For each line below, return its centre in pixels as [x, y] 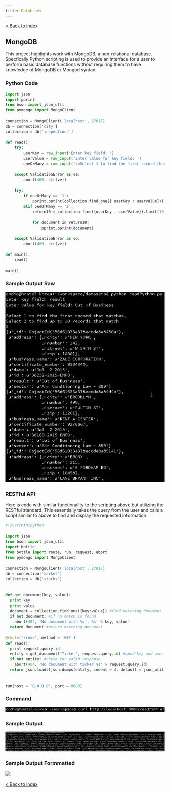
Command [18, 699]
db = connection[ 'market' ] [34, 574]
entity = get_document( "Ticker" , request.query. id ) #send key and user [87, 654]
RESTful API [20, 494]
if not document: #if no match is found [53, 616]
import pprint [20, 100]
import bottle [20, 547]
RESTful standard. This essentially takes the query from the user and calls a [84, 510]
